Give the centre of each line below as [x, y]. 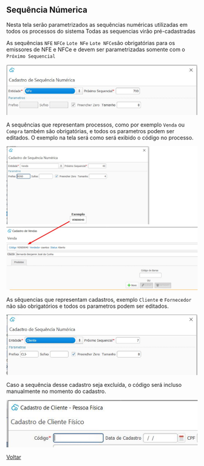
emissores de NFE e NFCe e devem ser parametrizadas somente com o [96, 49]
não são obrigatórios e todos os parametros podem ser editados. [87, 306]
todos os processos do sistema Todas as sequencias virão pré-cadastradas [101, 31]
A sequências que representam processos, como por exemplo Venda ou [96, 125]
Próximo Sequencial [31, 56]
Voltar [14, 457]
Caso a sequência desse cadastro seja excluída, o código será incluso [94, 385]
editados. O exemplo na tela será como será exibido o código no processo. [100, 137]
